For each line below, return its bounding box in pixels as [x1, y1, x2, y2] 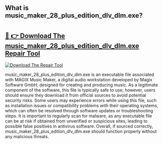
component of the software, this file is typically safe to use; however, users [5, 87, 156, 93]
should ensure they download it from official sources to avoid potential [5, 92, 146, 98]
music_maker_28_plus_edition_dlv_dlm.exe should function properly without [5, 128, 157, 134]
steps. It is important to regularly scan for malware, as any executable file [5, 113, 152, 119]
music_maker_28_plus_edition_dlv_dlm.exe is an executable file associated [5, 72, 154, 77]
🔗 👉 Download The [5, 32, 65, 40]
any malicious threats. [5, 134, 49, 139]
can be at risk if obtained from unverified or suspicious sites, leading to [5, 118, 148, 124]
